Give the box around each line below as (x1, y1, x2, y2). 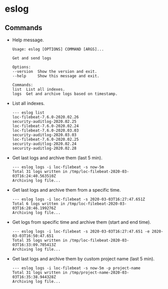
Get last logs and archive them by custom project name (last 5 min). (12, 256, 155, 261)
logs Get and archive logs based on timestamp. (12, 91, 118, 96)
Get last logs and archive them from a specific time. (12, 187, 121, 193)
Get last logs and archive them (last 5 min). (12, 155, 103, 161)
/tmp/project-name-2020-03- (69, 270, 129, 275)
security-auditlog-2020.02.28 (12, 146, 77, 151)
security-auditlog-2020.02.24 (12, 141, 77, 146)
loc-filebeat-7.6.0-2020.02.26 (12, 115, 79, 120)
